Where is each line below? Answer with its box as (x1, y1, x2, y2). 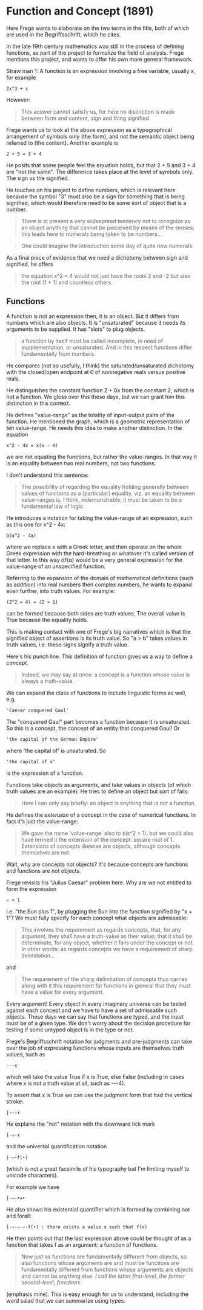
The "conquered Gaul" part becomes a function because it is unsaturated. (6, 718, 191, 725)
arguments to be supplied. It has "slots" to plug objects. (6, 325, 145, 333)
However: (6, 96, 30, 103)
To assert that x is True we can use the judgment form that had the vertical (6, 1091, 193, 1098)
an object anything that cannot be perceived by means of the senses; (21, 224, 195, 231)
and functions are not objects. (6, 867, 81, 874)
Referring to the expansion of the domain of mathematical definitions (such (6, 574, 194, 581)
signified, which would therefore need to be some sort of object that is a (6, 199, 187, 206)
